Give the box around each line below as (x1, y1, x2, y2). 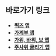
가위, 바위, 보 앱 (13, 36, 50, 43)
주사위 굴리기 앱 (13, 43, 50, 50)
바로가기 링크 (5, 5, 50, 16)
